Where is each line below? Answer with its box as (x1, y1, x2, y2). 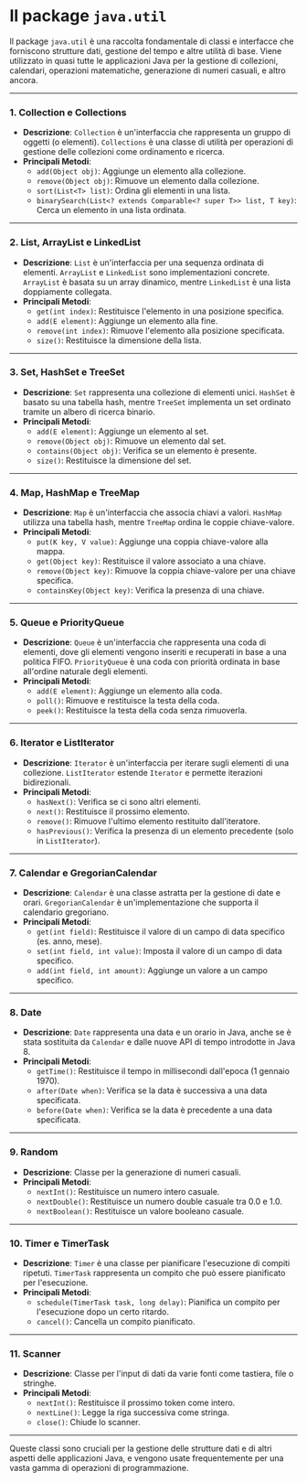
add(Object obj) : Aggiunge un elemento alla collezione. (36, 166, 247, 177)
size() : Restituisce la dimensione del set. (36, 455, 192, 466)
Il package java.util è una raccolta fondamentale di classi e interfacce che (9, 36, 294, 47)
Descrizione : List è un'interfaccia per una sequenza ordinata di (22, 257, 265, 268)
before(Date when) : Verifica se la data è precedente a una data (36, 1104, 272, 1116)
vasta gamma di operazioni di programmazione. (9, 1463, 189, 1474)
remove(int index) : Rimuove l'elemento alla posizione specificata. (36, 325, 285, 336)
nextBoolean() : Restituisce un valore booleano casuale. (36, 1205, 245, 1217)
